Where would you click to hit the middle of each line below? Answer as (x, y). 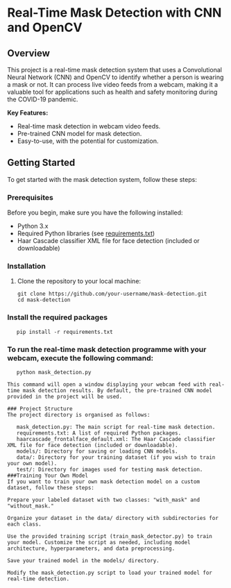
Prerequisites (30, 197)
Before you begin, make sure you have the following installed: (95, 212)
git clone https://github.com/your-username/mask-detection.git (112, 294)
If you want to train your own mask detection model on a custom (103, 482)
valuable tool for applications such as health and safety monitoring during (112, 92)
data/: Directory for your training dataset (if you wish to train (116, 457)
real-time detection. (38, 579)
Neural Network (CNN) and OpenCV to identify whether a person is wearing (115, 77)
